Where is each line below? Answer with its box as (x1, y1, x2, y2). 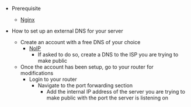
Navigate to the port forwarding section (37, 82, 133, 89)
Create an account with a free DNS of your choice (20, 39, 141, 45)
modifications (20, 70, 54, 76)
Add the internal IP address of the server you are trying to (46, 88, 186, 95)
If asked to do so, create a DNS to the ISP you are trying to (37, 51, 179, 58)
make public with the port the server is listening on (46, 94, 168, 101)
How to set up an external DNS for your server (11, 27, 124, 34)
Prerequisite (11, 5, 41, 12)
